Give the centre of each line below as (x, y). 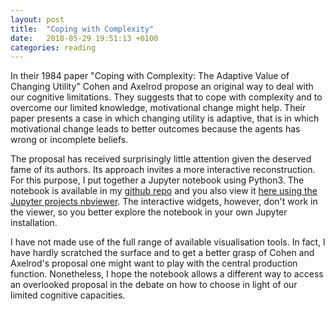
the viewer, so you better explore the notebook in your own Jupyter (149, 212)
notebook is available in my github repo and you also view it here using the (164, 191)
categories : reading (53, 47)
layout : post (37, 19)
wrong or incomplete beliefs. (69, 140)
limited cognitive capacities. (68, 295)
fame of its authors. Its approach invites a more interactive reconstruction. (163, 170)
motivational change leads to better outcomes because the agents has (155, 129)
